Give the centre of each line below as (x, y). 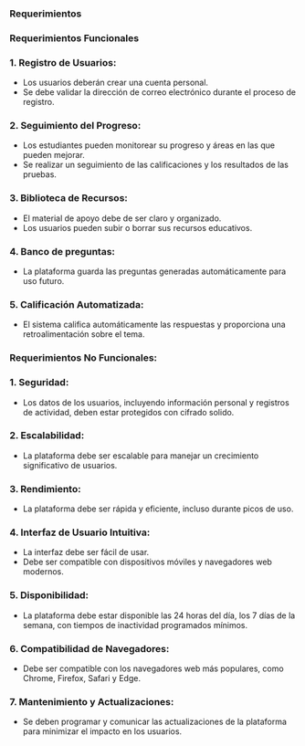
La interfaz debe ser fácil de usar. (86, 552)
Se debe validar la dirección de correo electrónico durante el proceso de (159, 92)
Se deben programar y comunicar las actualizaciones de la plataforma (155, 722)
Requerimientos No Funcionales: (84, 358)
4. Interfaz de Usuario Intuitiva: (80, 532)
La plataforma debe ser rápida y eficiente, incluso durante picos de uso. (158, 509)
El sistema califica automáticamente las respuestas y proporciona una (154, 325)
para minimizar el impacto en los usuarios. (102, 731)
